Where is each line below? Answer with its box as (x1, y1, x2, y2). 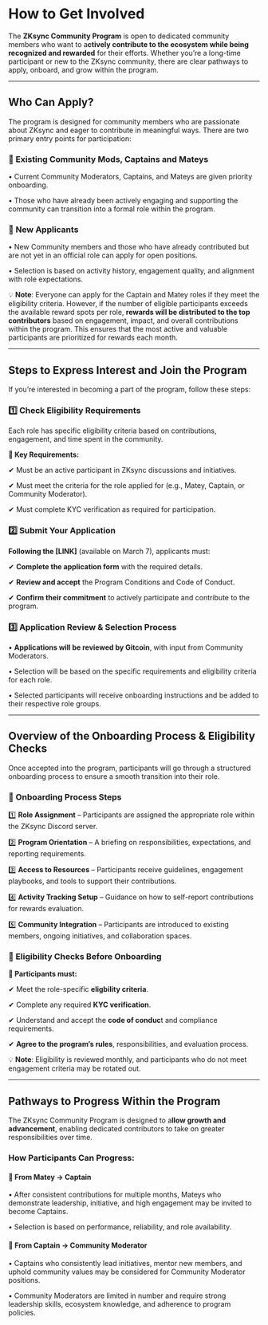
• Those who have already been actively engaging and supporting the (8, 196, 238, 206)
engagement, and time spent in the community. (8, 434, 164, 444)
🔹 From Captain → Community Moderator (8, 1240, 148, 1250)
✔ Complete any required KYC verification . (8, 1000, 152, 1009)
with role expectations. (8, 274, 84, 284)
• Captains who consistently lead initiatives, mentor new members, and (8, 1258, 242, 1268)
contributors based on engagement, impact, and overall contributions (8, 316, 239, 325)
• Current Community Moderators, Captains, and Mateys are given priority (8, 172, 253, 182)
